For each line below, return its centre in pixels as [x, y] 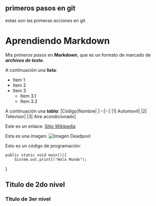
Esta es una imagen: [26, 136]
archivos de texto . [25, 60]
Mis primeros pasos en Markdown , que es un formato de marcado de [78, 55]
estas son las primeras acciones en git [45, 20]
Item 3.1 [28, 96]
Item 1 [19, 80]
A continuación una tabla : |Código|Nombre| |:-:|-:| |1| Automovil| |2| [76, 111]
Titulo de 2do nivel [35, 185]
